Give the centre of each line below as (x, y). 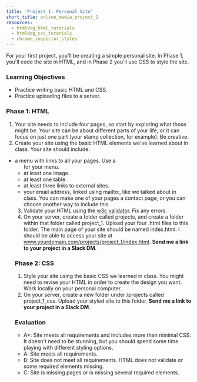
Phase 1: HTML (28, 111)
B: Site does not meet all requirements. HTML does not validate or (103, 360)
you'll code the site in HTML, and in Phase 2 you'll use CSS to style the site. (98, 62)
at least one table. (45, 179)
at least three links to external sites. (66, 185)
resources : (19, 22)
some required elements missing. (64, 366)
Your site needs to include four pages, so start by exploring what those (101, 124)
